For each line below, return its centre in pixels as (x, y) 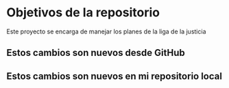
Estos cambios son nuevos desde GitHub (96, 53)
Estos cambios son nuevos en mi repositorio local (114, 76)
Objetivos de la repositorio (83, 13)
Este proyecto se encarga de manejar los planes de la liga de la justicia (106, 31)
